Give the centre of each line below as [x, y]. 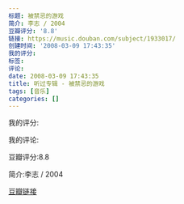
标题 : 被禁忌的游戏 [36, 16]
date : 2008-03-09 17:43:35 [54, 76]
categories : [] [34, 99]
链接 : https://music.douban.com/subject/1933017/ [92, 38]
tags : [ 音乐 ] [29, 91]
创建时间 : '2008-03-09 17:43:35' [62, 46]
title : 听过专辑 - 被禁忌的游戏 [56, 83]
